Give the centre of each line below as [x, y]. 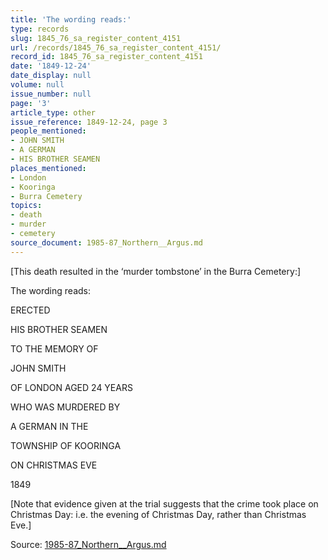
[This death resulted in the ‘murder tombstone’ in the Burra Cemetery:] [156, 271]
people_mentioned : [48, 131]
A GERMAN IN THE [49, 426]
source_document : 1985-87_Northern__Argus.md [106, 242]
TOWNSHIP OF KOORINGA [66, 445]
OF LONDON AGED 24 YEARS [71, 387]
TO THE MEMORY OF [54, 348]
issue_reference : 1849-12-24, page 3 [89, 122]
